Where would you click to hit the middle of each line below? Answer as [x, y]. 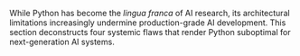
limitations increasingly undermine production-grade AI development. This [148, 23]
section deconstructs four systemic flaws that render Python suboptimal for [150, 32]
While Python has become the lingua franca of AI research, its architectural [150, 13]
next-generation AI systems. [62, 42]
